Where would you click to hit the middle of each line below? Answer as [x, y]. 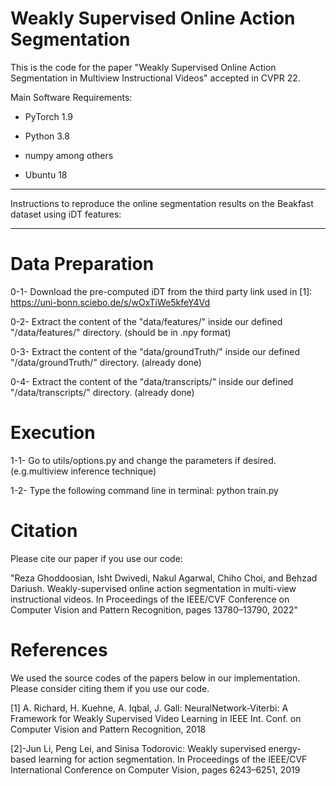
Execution [53, 433]
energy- [285, 748]
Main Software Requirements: [71, 97]
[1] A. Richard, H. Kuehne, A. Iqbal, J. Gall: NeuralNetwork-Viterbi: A [149, 708]
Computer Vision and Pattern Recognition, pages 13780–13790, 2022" [154, 609]
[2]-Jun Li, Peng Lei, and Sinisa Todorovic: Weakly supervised [138, 748]
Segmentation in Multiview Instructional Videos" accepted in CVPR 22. [155, 78]
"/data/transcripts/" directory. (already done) [102, 392]
